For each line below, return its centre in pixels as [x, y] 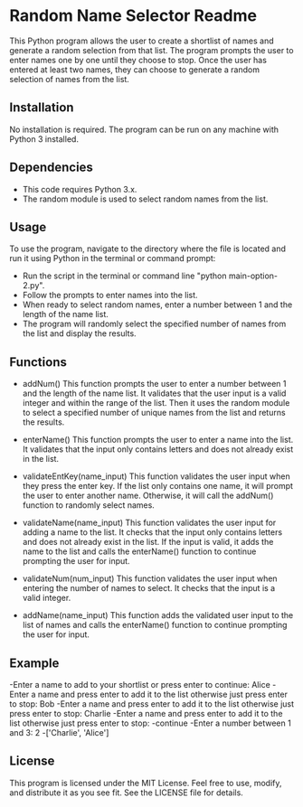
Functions [38, 362]
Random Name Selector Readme [133, 16]
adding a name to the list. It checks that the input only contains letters [152, 532]
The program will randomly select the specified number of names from [154, 324]
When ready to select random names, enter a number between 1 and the [157, 305]
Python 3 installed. [44, 139]
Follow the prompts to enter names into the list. [110, 296]
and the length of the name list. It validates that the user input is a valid [154, 393]
